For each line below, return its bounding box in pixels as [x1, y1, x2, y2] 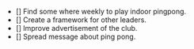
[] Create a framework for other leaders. [15, 15, 146, 24]
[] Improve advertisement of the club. [15, 24, 138, 32]
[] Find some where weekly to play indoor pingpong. [15, 7, 187, 16]
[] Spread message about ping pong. [15, 32, 136, 41]
